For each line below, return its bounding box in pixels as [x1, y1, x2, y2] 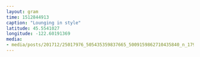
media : [6, 36, 23, 42]
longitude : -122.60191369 [6, 31, 70, 37]
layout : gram [6, 8, 39, 15]
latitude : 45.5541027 [6, 25, 60, 31]
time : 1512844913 [6, 14, 49, 20]
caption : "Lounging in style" [6, 20, 82, 26]
